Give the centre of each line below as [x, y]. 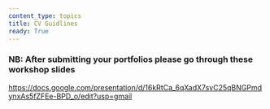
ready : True [28, 31]
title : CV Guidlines [44, 24]
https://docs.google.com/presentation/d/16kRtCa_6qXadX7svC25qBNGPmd [135, 87]
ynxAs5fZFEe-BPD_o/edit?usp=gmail [70, 96]
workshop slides [42, 70]
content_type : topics [45, 16]
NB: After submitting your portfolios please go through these [131, 59]
